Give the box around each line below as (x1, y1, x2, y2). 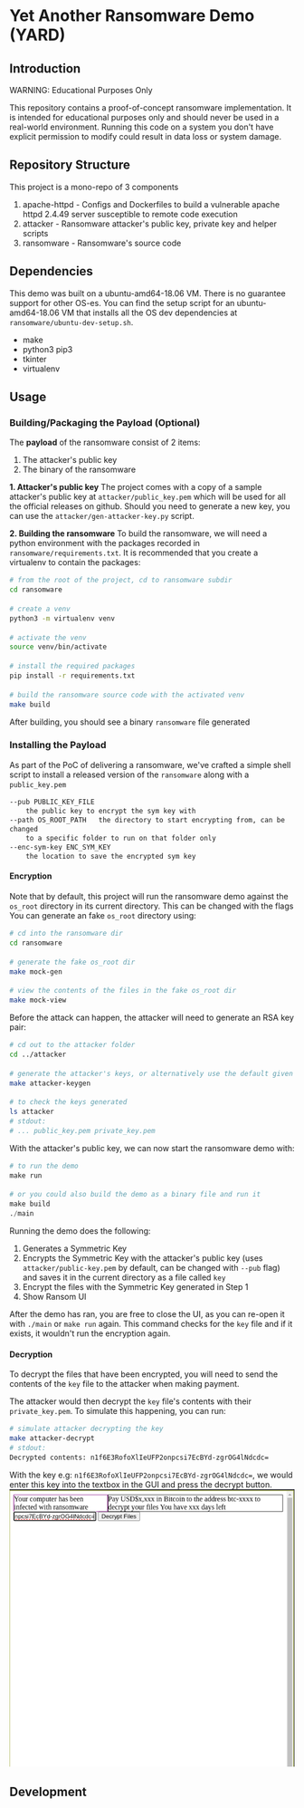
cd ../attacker (9, 1050, 67, 1059)
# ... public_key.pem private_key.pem (9, 1126, 156, 1135)
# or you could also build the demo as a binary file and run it (9, 1190, 261, 1199)
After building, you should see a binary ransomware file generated (9, 716, 251, 727)
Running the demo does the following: (9, 1226, 151, 1236)
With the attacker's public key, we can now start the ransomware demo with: (9, 1142, 295, 1153)
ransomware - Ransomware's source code (22, 237, 182, 248)
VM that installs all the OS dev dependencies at (62, 307, 238, 318)
